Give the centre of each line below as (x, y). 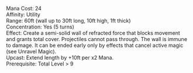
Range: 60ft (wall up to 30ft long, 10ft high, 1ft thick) (68, 21)
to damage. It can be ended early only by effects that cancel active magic (95, 45)
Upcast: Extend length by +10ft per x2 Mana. (60, 58)
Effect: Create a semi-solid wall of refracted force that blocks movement (93, 33)
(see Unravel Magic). (31, 51)
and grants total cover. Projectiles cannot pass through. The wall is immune (97, 39)
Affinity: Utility (23, 14)
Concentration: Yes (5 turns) (40, 27)
